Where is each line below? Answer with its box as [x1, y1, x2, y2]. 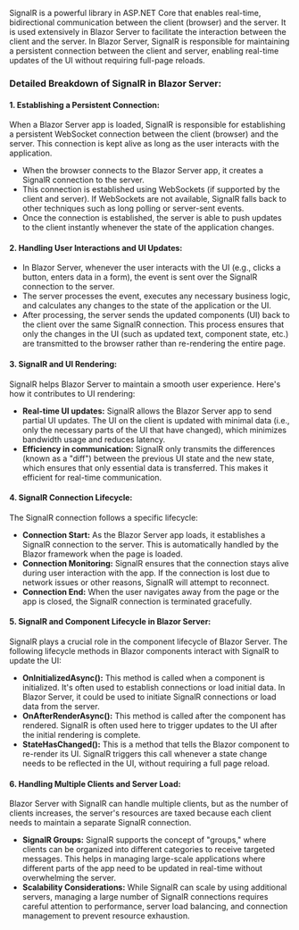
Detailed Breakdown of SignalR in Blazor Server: [9, 77, 221, 89]
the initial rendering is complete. [21, 729, 141, 740]
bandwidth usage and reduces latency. [21, 433, 166, 445]
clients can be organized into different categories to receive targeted [21, 844, 275, 855]
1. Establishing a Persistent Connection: [9, 99, 161, 110]
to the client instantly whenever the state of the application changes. [21, 222, 275, 233]
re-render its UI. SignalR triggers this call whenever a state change [21, 748, 268, 758]
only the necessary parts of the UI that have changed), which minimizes [21, 424, 287, 435]
